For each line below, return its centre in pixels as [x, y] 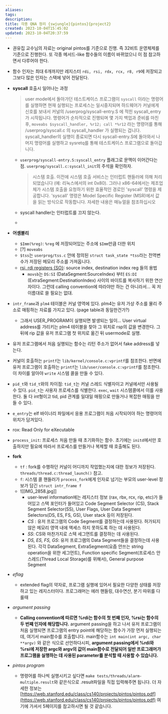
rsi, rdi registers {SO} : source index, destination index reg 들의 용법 [89, 268]
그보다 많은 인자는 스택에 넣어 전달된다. [51, 78]
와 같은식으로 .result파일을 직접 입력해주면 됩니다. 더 [105, 682]
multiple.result [37, 682]
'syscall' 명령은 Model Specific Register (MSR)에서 [103, 196]
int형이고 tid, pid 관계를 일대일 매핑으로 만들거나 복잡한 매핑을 [94, 396]
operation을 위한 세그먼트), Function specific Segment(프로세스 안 [94, 553]
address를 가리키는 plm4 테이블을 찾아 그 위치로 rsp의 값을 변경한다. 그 [90, 327]
